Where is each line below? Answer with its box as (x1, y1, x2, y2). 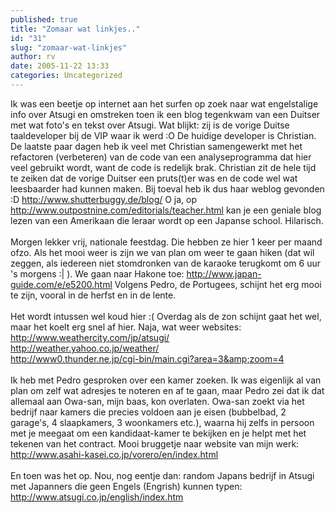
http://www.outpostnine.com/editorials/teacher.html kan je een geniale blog (10, 204, 322, 216)
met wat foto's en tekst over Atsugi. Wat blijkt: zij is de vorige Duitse (10, 119, 290, 131)
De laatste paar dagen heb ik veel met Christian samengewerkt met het (10, 140, 303, 152)
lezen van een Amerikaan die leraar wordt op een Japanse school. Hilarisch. (10, 214, 324, 226)
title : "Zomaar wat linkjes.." (10, 24, 141, 34)
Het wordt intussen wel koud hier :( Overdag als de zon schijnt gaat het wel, (10, 310, 322, 322)
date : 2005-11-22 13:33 (10, 61, 110, 71)
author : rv (10, 52, 56, 62)
